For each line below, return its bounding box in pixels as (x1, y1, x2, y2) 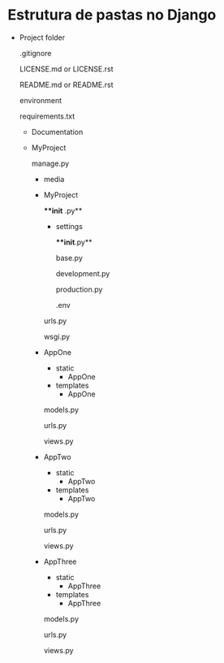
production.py (55, 284, 103, 294)
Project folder (19, 32, 66, 42)
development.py (55, 268, 110, 278)
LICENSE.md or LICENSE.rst (19, 63, 114, 74)
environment (19, 95, 62, 105)
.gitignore (19, 48, 52, 58)
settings (55, 221, 83, 231)
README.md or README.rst (19, 80, 114, 89)
